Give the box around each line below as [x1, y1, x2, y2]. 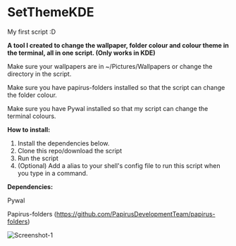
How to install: [7, 125, 51, 134]
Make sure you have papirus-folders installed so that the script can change [7, 83, 225, 91]
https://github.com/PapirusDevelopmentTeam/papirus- [56, 209, 216, 218]
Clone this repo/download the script [17, 146, 122, 155]
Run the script [17, 154, 58, 162]
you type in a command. [17, 169, 88, 177]
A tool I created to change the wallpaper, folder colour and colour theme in [7, 41, 229, 49]
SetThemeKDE [7, 4, 94, 20]
